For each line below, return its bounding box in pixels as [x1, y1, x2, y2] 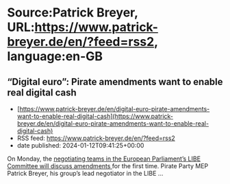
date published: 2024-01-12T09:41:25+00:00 [16, 141, 144, 149]
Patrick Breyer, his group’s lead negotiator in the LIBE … [7, 170, 164, 177]
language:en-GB [7, 49, 103, 65]
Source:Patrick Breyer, [7, 5, 138, 21]
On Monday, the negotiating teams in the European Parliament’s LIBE [7, 154, 201, 163]
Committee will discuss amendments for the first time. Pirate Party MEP [7, 162, 209, 170]
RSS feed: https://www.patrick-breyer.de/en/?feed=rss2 [16, 134, 176, 142]
